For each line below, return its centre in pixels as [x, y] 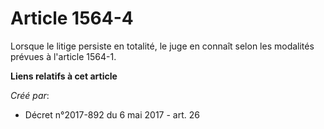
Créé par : [30, 95]
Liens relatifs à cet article [64, 76]
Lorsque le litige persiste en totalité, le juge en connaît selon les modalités [162, 46]
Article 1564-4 [72, 18]
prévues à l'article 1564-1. [63, 56]
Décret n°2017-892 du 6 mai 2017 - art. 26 [112, 114]
